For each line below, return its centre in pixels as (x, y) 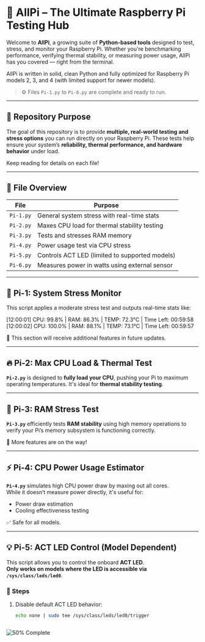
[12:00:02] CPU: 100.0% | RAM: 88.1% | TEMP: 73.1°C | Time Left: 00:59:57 (100, 326)
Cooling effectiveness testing (52, 510)
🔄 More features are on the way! (47, 442)
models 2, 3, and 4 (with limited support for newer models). (81, 80)
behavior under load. (33, 151)
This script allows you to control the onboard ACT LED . (75, 562)
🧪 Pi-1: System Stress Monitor (64, 293)
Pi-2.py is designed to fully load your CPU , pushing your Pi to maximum (97, 378)
